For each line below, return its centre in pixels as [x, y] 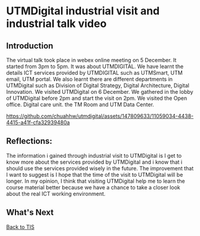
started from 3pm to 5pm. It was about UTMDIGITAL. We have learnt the [95, 66]
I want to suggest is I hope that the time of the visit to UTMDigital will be [95, 174]
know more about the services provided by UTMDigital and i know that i [94, 162]
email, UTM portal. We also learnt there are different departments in [90, 79]
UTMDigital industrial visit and [83, 11]
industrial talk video [56, 24]
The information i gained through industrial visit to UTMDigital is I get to [94, 155]
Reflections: [29, 141]
